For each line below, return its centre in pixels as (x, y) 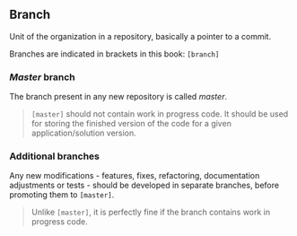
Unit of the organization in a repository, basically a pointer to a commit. (140, 36)
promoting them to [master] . (62, 195)
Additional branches (55, 156)
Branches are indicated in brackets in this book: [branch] (114, 54)
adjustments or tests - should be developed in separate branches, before (144, 185)
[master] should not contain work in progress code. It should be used (160, 114)
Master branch (43, 77)
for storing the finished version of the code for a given (131, 124)
